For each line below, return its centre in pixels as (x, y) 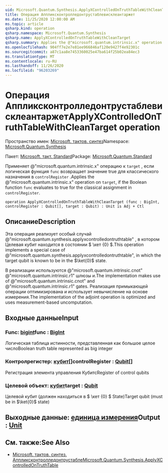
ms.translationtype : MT (30, 56)
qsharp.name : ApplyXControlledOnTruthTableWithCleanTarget (68, 38)
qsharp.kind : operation (30, 29)
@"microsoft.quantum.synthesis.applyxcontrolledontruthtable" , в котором (82, 239)
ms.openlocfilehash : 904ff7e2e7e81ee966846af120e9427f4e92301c (72, 47)
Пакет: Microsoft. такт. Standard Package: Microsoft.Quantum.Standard (79, 156)
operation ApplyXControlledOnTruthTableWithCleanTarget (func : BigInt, (82, 202)
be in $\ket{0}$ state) (27, 402)
